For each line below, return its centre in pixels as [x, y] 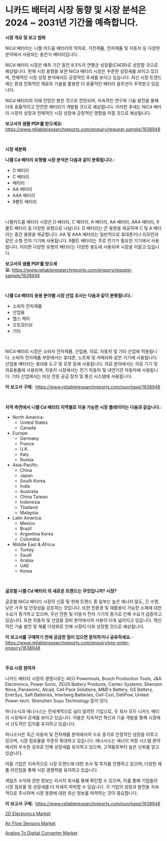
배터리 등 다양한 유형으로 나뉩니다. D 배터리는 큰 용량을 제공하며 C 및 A [83, 228]
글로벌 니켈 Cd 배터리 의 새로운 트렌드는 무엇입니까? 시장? [61, 591]
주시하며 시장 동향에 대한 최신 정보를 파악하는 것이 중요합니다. [78, 793]
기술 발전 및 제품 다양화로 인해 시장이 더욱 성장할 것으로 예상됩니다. [79, 626]
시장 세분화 [16, 149]
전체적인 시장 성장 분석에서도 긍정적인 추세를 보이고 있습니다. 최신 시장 [80, 77]
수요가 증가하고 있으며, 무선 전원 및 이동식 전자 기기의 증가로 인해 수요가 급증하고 [83, 614]
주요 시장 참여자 [20, 668]
